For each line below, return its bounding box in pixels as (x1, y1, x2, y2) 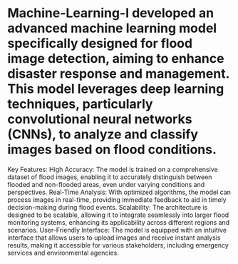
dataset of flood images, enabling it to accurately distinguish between (7, 173, 212, 181)
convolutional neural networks (7, 111, 192, 128)
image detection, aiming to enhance (7, 51, 224, 67)
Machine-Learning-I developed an (7, 5, 214, 21)
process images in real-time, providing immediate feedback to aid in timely (7, 195, 227, 204)
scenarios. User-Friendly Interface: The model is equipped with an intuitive (7, 225, 227, 234)
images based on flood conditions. (7, 141, 217, 158)
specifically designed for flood (7, 36, 193, 51)
